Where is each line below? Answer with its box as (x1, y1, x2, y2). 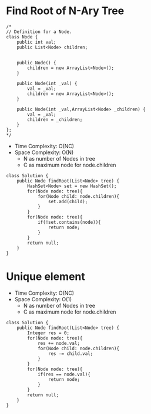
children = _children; (27, 116, 83, 122)
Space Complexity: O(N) (14, 149, 74, 156)
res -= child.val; (48, 350, 93, 357)
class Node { (6, 34, 38, 40)
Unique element (6, 270, 85, 283)
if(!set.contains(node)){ (37, 219, 101, 225)
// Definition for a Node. (6, 28, 72, 35)
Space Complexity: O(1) (14, 295, 72, 302)
